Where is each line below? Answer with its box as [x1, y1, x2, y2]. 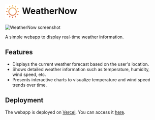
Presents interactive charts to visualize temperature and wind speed [12, 76, 151, 82]
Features [5, 48, 33, 56]
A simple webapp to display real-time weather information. [5, 34, 124, 40]
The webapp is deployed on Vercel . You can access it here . [5, 109, 125, 115]
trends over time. [12, 82, 47, 88]
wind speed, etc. [12, 72, 46, 77]
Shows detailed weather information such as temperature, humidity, [12, 66, 150, 72]
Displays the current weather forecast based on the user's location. [12, 61, 149, 67]
